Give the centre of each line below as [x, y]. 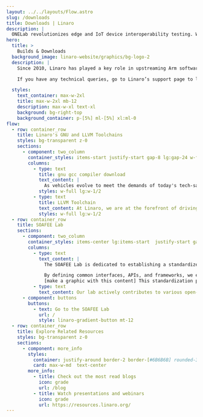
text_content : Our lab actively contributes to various [110, 292]
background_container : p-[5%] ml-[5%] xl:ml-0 [77, 118]
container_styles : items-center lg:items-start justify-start [109, 242]
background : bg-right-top [50, 113]
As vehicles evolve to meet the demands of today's [111, 186]
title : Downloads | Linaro [40, 23]
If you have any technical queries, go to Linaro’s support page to [105, 79]
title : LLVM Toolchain [67, 202]
